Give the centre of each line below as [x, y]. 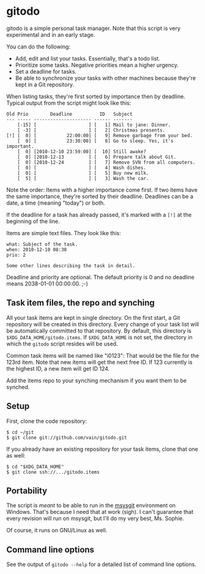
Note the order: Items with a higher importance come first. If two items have [102, 190]
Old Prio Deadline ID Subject [69, 114]
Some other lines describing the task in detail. [71, 266]
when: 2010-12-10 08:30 [37, 249]
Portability [27, 490]
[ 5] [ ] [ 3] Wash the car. [83, 178]
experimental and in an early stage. [51, 34]
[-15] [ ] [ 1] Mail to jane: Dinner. [94, 125]
